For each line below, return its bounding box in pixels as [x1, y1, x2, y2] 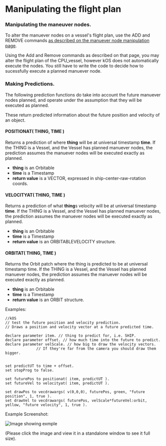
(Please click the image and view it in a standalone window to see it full [5, 430, 150, 436]
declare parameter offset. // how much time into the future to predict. [5, 338, 161, 343]
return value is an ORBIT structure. [12, 297, 84, 303]
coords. [12, 180, 28, 186]
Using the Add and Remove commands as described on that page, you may [5, 52, 160, 58]
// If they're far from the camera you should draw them [36, 346, 156, 352]
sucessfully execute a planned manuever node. [5, 68, 102, 74]
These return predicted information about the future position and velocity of [5, 112, 160, 118]
